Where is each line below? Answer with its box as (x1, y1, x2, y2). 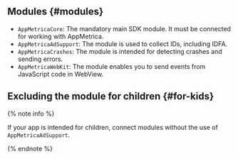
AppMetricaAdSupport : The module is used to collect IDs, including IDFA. (17, 39, 228, 48)
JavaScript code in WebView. (17, 70, 104, 78)
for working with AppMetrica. (17, 32, 104, 40)
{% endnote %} (7, 144, 53, 153)
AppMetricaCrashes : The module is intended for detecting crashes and (17, 47, 222, 55)
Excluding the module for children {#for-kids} (7, 90, 214, 102)
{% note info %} (7, 109, 55, 118)
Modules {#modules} (7, 6, 104, 18)
